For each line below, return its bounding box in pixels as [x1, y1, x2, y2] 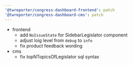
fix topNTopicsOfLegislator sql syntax [19, 53, 99, 59]
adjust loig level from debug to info [19, 37, 93, 44]
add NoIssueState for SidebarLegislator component [19, 32, 128, 38]
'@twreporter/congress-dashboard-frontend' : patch [5, 7, 115, 13]
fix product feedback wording [19, 42, 83, 49]
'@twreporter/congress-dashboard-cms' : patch [5, 12, 103, 17]
